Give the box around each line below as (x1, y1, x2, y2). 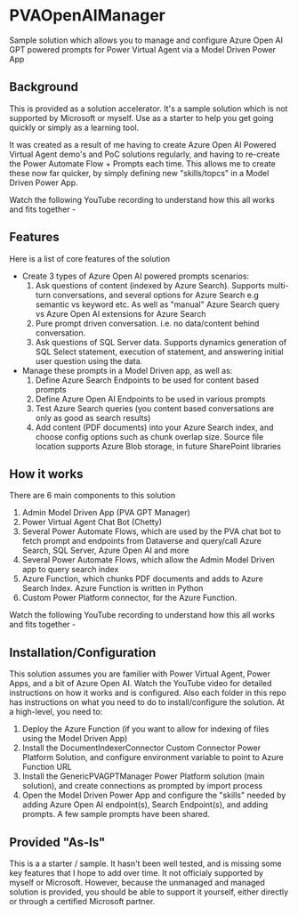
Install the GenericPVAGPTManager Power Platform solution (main (21, 771, 265, 781)
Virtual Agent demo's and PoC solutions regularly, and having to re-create (9, 149, 280, 159)
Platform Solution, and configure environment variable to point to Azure (21, 752, 284, 763)
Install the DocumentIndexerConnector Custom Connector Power (21, 742, 261, 753)
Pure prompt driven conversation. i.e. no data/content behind (35, 318, 260, 328)
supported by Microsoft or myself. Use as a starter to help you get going (9, 112, 274, 123)
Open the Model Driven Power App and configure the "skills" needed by (21, 789, 286, 801)
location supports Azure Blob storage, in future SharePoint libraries (35, 441, 282, 451)
